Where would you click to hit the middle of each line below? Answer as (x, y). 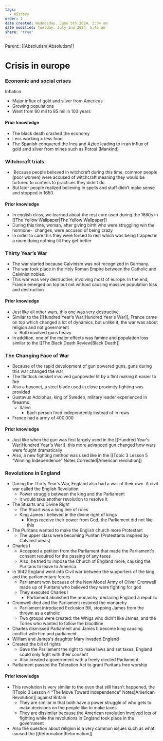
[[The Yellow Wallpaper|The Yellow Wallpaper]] (59, 220)
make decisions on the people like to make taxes (68, 707)
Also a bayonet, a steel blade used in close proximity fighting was (78, 387)
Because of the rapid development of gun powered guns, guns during (82, 366)
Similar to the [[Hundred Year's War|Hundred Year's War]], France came (84, 317)
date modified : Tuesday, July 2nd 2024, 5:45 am (55, 28)
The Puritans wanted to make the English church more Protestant (77, 530)
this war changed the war (38, 371)
